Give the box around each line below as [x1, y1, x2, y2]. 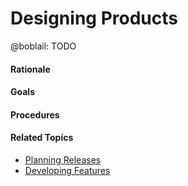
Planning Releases [24, 153, 102, 166]
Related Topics [10, 132, 74, 144]
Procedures [10, 108, 60, 121]
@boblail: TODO [10, 40, 77, 52]
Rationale [10, 63, 51, 75]
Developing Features [24, 164, 111, 176]
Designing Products [10, 7, 178, 30]
